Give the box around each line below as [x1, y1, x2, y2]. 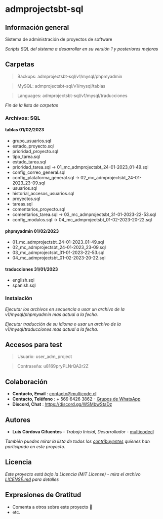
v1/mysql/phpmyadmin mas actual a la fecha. [5, 311, 98, 317]
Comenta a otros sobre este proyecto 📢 [12, 504, 93, 510]
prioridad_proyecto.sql [12, 148, 58, 154]
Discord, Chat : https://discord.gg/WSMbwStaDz [12, 401, 113, 407]
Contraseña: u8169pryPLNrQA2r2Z [17, 363, 89, 369]
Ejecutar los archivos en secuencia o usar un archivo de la [5, 306, 125, 312]
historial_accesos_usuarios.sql [12, 190, 75, 196]
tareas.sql [12, 201, 33, 207]
